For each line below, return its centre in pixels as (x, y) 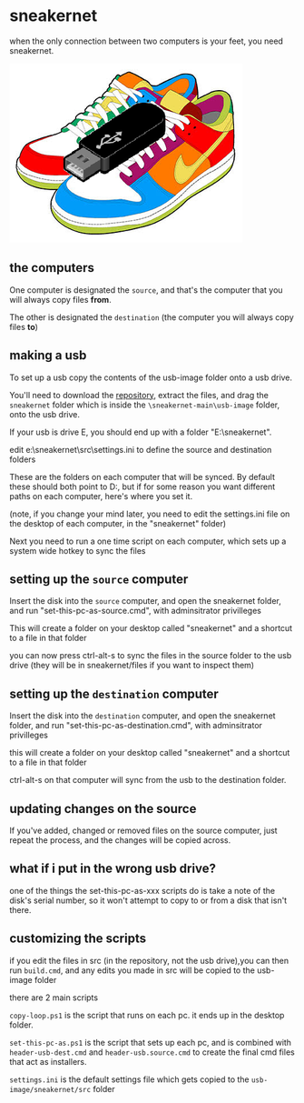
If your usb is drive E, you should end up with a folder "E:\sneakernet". (141, 432)
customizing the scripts (78, 939)
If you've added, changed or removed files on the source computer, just (144, 830)
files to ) (24, 326)
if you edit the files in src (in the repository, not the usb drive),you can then (149, 960)
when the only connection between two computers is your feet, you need (147, 41)
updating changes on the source (103, 809)
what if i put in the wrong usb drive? (113, 869)
